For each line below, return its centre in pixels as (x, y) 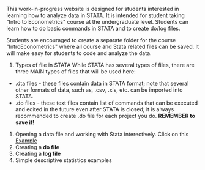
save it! (25, 122)
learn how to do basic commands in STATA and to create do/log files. (93, 28)
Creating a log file (38, 153)
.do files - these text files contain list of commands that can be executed (106, 103)
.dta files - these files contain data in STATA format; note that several (102, 83)
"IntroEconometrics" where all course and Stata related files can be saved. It (103, 46)
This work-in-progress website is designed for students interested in (93, 9)
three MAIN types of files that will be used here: (75, 72)
